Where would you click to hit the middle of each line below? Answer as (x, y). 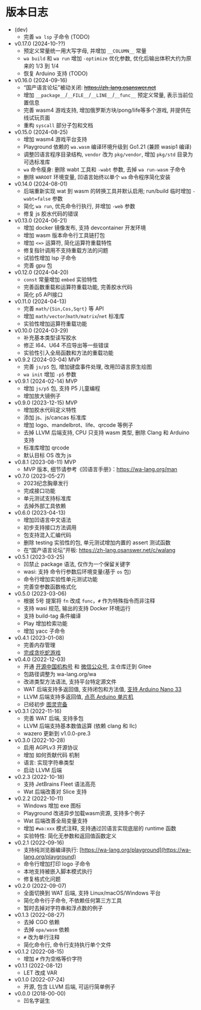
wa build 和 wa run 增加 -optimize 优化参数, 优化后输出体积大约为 (105, 58)
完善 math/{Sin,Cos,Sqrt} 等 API (63, 308)
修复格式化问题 (42, 879)
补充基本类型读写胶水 (50, 337)
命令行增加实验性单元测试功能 (60, 579)
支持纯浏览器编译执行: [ (53, 850)
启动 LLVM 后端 (43, 770)
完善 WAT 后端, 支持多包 (53, 718)
